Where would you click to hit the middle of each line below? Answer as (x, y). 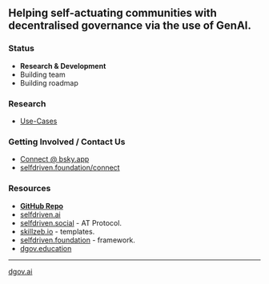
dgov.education (46, 248)
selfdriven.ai (40, 214)
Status (21, 49)
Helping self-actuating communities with (113, 13)
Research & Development (63, 66)
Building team (42, 74)
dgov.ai (20, 271)
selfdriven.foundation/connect (70, 168)
